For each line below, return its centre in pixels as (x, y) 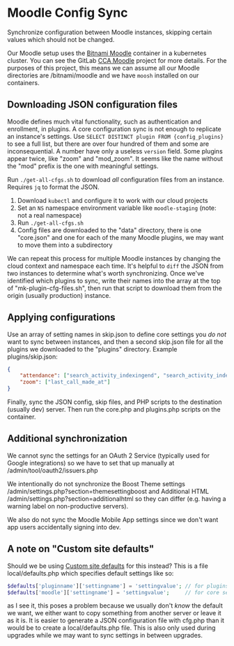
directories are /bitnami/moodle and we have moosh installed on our (103, 75)
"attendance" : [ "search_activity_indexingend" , (90, 376)
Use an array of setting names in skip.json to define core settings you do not (117, 334)
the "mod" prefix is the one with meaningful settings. (83, 166)
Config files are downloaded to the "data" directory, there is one (109, 230)
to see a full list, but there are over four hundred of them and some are (108, 144)
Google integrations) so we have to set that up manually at (91, 463)
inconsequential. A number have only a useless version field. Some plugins (115, 151)
